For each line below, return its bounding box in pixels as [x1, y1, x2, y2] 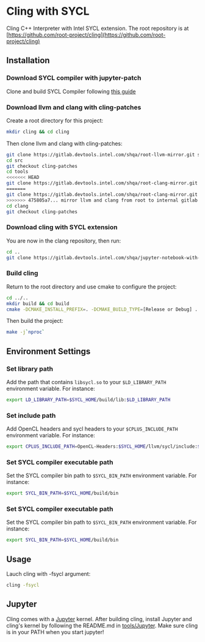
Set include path [6, 411, 56, 420]
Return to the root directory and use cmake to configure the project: [6, 283, 177, 290]
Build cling [6, 269, 38, 278]
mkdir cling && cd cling [6, 129, 70, 135]
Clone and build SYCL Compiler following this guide [6, 88, 136, 95]
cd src [6, 157, 23, 164]
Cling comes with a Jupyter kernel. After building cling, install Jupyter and [6, 615, 192, 622]
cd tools [6, 168, 29, 175]
